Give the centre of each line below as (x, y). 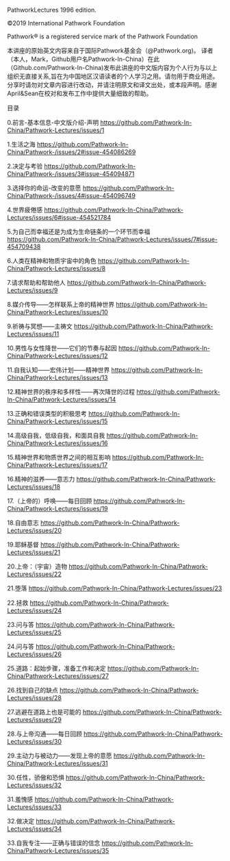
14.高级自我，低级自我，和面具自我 (56, 435)
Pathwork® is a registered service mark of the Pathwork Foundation (103, 36)
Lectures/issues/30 (35, 741)
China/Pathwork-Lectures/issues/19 (57, 509)
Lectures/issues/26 (34, 654)
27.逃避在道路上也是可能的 (44, 712)
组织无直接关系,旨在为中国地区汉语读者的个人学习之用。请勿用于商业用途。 (113, 76)
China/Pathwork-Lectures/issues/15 (57, 421)
